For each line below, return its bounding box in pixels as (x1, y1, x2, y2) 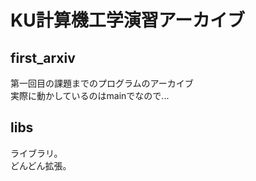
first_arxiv (10, 49, 76, 66)
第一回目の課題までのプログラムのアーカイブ (10, 77, 194, 89)
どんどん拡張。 (10, 159, 72, 171)
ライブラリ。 (10, 147, 63, 159)
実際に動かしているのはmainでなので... (10, 90, 170, 101)
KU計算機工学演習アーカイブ (10, 9, 245, 32)
